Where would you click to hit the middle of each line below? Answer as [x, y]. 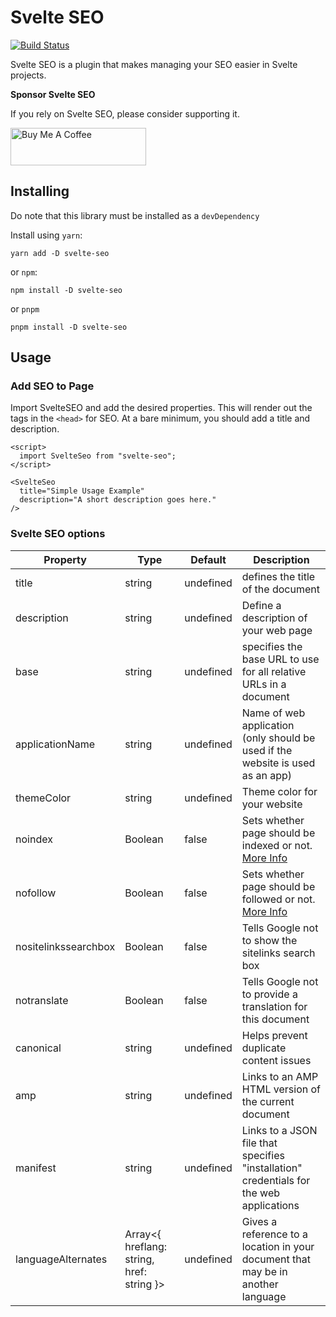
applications [270, 1205]
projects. [28, 75]
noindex [34, 839]
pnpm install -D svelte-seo [69, 327]
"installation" [272, 1168]
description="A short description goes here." [118, 500]
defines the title [278, 576]
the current [268, 1101]
